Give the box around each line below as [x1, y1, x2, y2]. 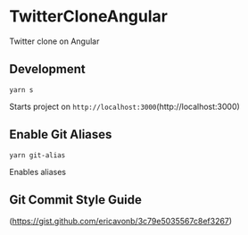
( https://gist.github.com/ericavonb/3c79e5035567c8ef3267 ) [9, 216, 233, 227]
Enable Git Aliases [9, 127, 112, 142]
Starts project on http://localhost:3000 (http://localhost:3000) [9, 101, 241, 112]
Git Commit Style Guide [9, 192, 143, 207]
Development [9, 62, 87, 77]
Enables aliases [9, 166, 67, 177]
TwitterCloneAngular [9, 6, 168, 27]
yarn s [9, 85, 34, 95]
